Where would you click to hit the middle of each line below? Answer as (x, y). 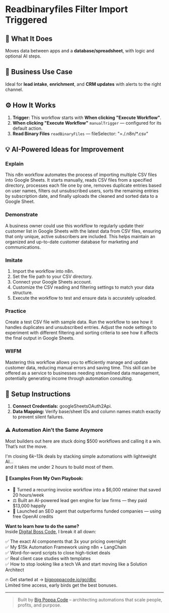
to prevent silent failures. (38, 417)
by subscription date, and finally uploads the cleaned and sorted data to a (82, 196)
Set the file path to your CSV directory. (53, 276)
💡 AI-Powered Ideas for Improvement (65, 150)
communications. (23, 247)
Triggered (26, 20)
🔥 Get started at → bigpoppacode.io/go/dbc (51, 579)
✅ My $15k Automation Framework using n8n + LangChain (66, 547)
